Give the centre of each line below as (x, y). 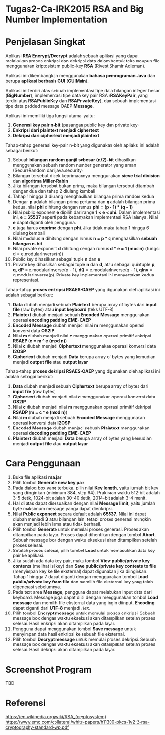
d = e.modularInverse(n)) (38, 254)
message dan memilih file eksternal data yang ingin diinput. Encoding (83, 603)
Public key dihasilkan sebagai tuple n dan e (56, 259)
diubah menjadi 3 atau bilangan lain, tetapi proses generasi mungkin (82, 519)
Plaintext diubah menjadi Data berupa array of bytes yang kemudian (82, 438)
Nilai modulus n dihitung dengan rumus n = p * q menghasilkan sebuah (85, 238)
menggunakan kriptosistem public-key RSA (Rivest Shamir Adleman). (76, 66)
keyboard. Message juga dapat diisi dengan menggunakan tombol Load (85, 597)
